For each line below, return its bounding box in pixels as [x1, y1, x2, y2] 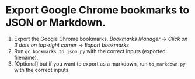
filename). [13, 54, 39, 61]
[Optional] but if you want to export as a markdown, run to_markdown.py [13, 60, 186, 67]
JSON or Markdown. [5, 16, 106, 29]
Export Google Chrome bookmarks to [5, 4, 190, 17]
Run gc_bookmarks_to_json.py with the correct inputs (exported [13, 47, 166, 54]
